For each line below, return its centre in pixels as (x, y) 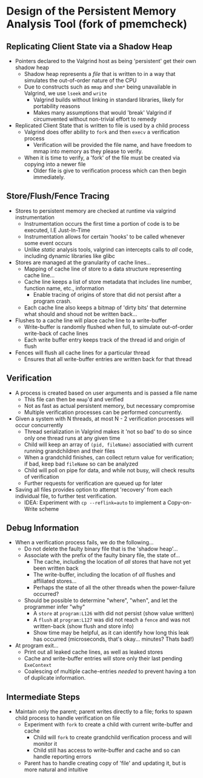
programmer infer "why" (55, 607)
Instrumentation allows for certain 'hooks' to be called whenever (105, 236)
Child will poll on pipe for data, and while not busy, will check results (109, 470)
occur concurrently (39, 425)
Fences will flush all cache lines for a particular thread (82, 353)
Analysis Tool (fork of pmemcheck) (97, 24)
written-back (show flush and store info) (84, 626)
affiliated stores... (55, 581)
